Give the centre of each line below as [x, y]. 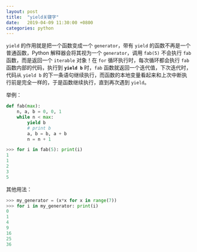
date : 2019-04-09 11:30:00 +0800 [50, 22]
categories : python [30, 28]
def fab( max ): [24, 106]
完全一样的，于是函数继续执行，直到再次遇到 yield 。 [86, 83]
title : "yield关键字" [33, 17]
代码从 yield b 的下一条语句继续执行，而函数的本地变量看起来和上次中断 [94, 75]
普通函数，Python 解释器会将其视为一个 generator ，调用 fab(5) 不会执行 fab [99, 53]
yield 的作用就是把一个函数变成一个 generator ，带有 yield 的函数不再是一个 [98, 45]
